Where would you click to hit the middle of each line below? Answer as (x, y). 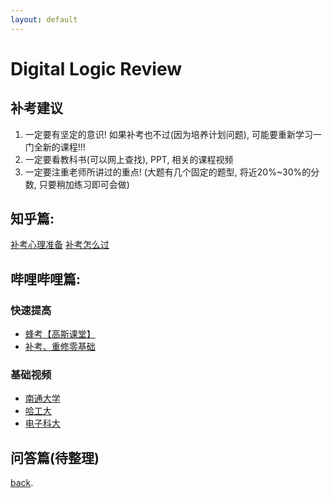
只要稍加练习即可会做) (84, 184)
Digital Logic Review (96, 68)
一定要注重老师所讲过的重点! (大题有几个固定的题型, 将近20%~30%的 (168, 172)
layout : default (44, 19)
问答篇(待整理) (55, 457)
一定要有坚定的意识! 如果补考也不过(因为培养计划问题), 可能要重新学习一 (173, 134)
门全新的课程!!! (55, 147)
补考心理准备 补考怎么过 (60, 245)
